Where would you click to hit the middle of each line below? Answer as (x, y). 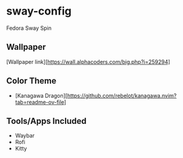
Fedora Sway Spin (29, 28)
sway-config (39, 11)
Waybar (25, 136)
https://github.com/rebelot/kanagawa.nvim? (122, 95)
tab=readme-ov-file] (41, 102)
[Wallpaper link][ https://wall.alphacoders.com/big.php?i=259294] (88, 61)
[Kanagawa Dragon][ (41, 95)
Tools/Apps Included (46, 121)
